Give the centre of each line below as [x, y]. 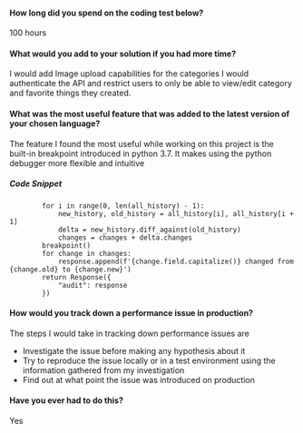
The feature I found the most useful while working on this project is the [142, 143]
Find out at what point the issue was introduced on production [139, 379]
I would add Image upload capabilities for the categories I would [129, 74]
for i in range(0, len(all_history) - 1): [123, 206]
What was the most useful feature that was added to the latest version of [150, 114]
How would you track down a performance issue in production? [132, 313]
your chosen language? [55, 123]
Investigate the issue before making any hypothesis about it [134, 350]
